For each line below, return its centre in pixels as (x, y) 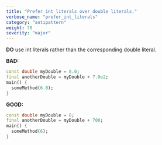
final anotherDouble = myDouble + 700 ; (55, 121)
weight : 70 (19, 28)
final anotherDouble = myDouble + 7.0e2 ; (57, 77)
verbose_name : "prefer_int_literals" (52, 17)
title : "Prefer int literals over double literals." (72, 11)
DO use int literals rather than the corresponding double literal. (81, 49)
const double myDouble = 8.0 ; (43, 72)
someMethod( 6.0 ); (32, 88)
